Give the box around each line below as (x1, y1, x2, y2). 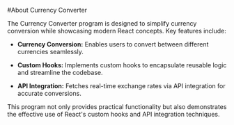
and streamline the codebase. (17, 69, 103, 76)
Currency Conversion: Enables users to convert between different (17, 40, 209, 48)
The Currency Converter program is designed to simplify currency (7, 19, 197, 27)
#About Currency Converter (7, 6, 88, 14)
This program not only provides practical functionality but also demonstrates (7, 103, 227, 110)
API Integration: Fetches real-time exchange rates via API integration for (17, 82, 226, 90)
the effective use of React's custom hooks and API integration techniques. (7, 110, 220, 118)
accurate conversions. (17, 90, 81, 97)
